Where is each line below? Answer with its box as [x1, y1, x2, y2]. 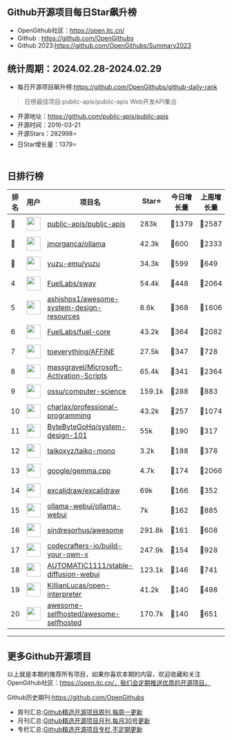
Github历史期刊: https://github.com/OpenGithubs [7, 693, 145, 702]
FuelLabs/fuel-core [47, 327, 111, 337]
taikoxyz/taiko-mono [47, 446, 116, 456]
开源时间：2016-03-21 [17, 120, 81, 129]
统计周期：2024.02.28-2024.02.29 [7, 63, 162, 75]
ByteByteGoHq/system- [47, 422, 126, 431]
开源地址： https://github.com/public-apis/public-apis [17, 112, 169, 120]
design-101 [47, 431, 88, 440]
